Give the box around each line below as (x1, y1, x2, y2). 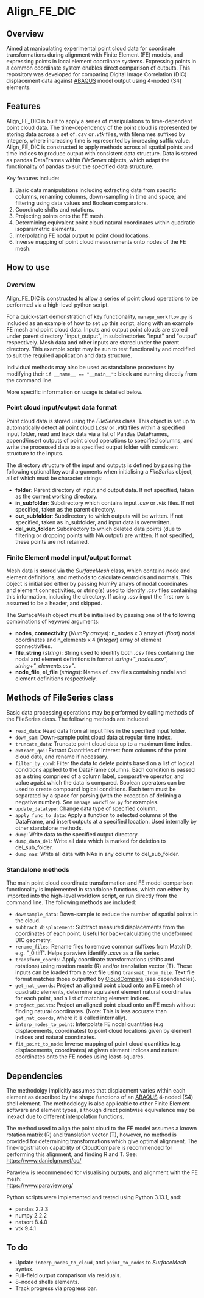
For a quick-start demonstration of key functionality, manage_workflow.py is (6, 313, 193, 320)
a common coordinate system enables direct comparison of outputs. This (6, 64, 191, 71)
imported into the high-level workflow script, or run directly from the (6, 892, 178, 900)
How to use (6, 262, 50, 273)
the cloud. (15, 917, 41, 924)
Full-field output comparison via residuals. (15, 1271, 121, 1278)
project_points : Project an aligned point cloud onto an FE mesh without (15, 1001, 195, 1008)
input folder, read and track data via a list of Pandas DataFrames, (6, 430, 169, 437)
